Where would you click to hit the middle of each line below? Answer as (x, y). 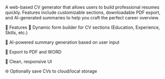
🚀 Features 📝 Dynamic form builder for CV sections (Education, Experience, (83, 27)
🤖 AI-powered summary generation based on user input (62, 42)
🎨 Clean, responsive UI (29, 61)
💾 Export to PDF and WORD (33, 52)
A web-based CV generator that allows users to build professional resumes (82, 7)
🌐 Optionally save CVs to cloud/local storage (51, 71)
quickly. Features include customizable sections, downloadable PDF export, (83, 12)
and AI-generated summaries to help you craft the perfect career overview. (82, 18)
